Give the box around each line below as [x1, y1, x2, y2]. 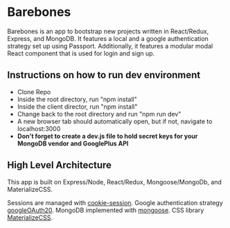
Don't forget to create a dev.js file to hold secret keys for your [17, 132, 198, 140]
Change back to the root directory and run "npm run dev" [17, 109, 182, 118]
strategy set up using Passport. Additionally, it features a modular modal [7, 42, 213, 50]
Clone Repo [17, 87, 51, 96]
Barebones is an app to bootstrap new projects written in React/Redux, [7, 27, 209, 35]
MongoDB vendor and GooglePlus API [17, 139, 129, 148]
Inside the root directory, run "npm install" [17, 95, 137, 103]
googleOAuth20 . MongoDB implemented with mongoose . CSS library [7, 206, 204, 214]
